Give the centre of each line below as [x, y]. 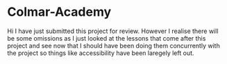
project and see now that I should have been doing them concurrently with [113, 45]
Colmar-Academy [59, 12]
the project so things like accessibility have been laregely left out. [101, 53]
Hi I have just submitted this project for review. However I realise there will [113, 31]
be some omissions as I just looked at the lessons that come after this [107, 38]
